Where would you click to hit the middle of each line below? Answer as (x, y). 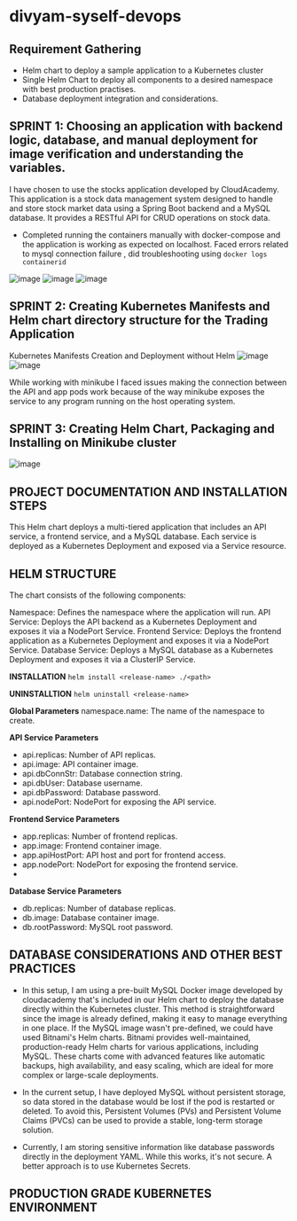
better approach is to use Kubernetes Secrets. (106, 1166)
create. (22, 721)
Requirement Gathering (75, 49)
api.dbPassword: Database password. (91, 793)
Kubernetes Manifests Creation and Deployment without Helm (122, 356)
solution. (38, 1130)
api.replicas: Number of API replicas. (89, 755)
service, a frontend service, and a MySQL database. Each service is (133, 536)
